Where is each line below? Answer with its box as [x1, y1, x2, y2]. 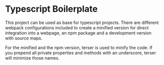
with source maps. [5, 35, 43, 41]
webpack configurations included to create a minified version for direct [5, 24, 149, 30]
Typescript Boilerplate [5, 3, 98, 15]
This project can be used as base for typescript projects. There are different [5, 20, 159, 25]
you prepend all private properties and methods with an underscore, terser [5, 50, 156, 56]
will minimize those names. [5, 55, 60, 61]
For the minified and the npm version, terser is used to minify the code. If [5, 44, 153, 50]
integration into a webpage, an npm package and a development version [5, 30, 152, 36]
